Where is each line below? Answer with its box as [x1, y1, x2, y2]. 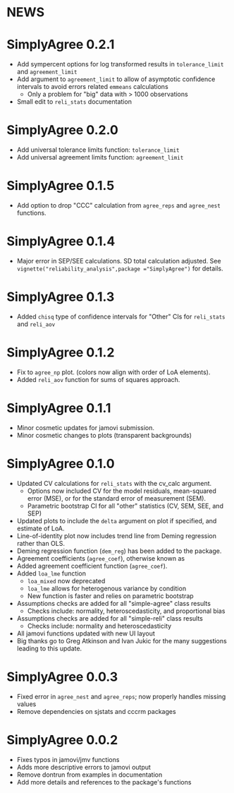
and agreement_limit [16, 68, 78, 76]
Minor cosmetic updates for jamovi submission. [16, 423, 155, 431]
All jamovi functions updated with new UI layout [16, 629, 156, 638]
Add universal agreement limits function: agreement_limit [16, 153, 184, 162]
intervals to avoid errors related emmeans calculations [16, 83, 168, 91]
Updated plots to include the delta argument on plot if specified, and [16, 516, 217, 525]
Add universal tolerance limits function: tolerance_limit [16, 145, 180, 154]
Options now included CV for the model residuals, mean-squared [27, 487, 216, 495]
